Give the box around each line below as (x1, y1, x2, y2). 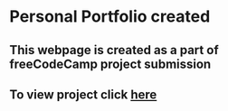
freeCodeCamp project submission (9, 56, 212, 71)
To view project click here (9, 87, 157, 102)
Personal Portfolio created (9, 6, 211, 27)
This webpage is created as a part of (9, 42, 219, 58)
